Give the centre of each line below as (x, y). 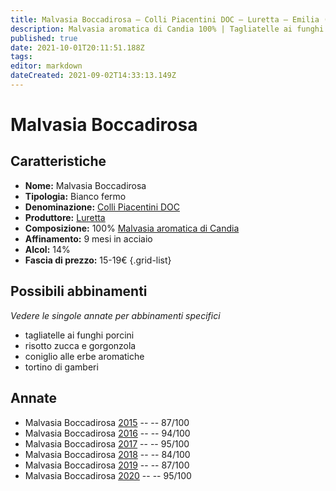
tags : (21, 57)
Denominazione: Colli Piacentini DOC (102, 207)
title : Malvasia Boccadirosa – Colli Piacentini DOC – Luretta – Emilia (165, 19)
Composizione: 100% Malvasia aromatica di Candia (132, 228)
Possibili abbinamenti (79, 291)
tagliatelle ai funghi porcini (79, 335)
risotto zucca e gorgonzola (80, 345)
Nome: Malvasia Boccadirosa (85, 185)
